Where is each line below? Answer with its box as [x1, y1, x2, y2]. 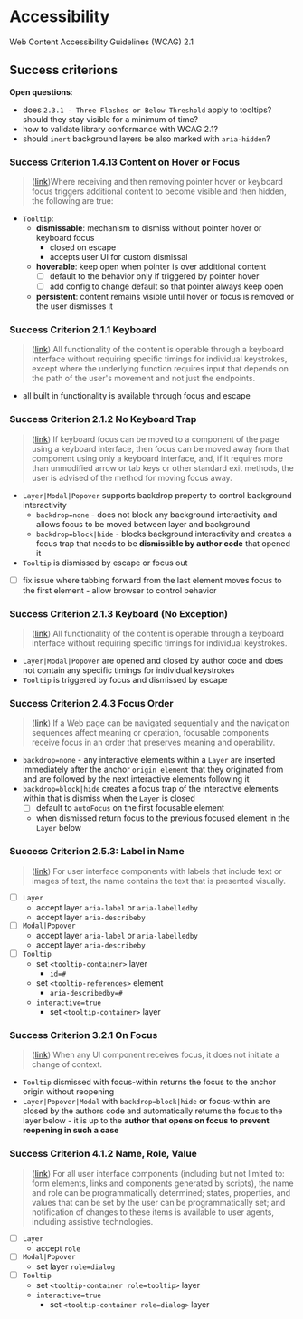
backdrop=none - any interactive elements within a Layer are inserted [22, 755, 276, 765]
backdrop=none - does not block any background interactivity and [35, 509, 278, 520]
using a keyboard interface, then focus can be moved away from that [31, 443, 289, 454]
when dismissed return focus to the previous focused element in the [35, 813, 291, 823]
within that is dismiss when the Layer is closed [22, 793, 196, 804]
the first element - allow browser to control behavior [22, 584, 217, 595]
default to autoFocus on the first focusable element [35, 803, 224, 814]
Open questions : [9, 86, 73, 97]
